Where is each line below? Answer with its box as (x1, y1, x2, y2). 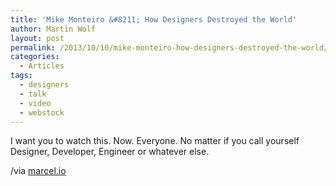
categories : (10, 52, 60, 62)
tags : (10, 71, 33, 81)
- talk (19, 89, 47, 99)
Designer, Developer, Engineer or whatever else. (10, 146, 210, 158)
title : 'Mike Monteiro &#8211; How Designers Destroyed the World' (10, 14, 298, 25)
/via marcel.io (10, 165, 67, 177)
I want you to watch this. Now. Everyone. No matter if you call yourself (10, 135, 300, 147)
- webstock (19, 107, 65, 118)
